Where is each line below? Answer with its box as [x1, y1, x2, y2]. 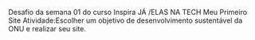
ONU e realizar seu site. [8, 24, 86, 33]
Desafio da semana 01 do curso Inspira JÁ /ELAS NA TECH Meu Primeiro [8, 8, 248, 16]
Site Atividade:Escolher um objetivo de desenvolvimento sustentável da [8, 16, 243, 25]
